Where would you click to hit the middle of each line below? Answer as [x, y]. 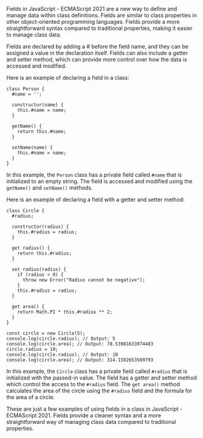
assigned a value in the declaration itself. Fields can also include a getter [97, 53]
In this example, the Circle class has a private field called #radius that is [97, 371]
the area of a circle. [31, 397]
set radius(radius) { [39, 269]
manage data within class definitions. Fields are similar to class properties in [102, 15]
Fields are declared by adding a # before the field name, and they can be [97, 46]
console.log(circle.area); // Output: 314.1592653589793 [80, 360]
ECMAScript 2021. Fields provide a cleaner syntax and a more [84, 415]
